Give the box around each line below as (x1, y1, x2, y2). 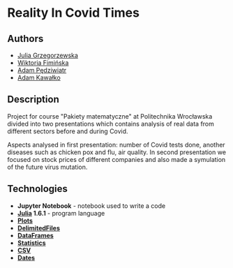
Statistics (17, 239, 47, 247)
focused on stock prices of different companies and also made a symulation (7, 155, 226, 163)
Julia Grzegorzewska (17, 51, 79, 59)
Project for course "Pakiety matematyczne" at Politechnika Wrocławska (7, 112, 213, 120)
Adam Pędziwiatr (17, 66, 67, 74)
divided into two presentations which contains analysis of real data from (7, 119, 215, 128)
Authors (7, 33, 44, 45)
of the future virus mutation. (7, 163, 88, 171)
